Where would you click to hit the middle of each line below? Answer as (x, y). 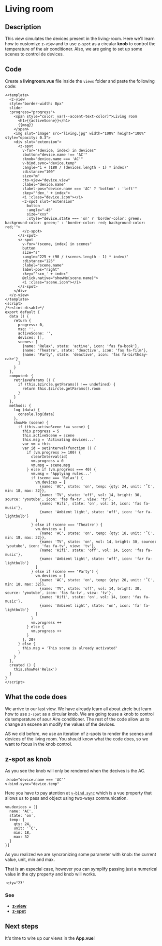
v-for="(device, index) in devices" (59, 150)
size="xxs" (37, 214)
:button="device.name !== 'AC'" (55, 155)
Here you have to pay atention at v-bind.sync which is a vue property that (79, 793)
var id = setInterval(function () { (59, 448)
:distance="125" (39, 261)
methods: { (20, 405)
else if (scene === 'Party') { (67, 571)
